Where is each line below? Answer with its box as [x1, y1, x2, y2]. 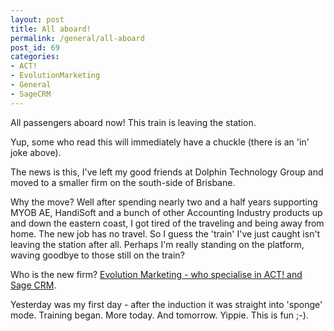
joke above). [10, 146, 62, 158]
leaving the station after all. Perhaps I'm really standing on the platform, [10, 238, 305, 250]
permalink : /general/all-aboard [10, 33, 145, 43]
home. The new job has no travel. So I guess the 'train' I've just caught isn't [10, 227, 321, 240]
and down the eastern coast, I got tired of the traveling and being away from [10, 217, 325, 229]
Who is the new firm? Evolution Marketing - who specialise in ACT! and [10, 268, 303, 280]
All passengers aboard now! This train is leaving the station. [10, 116, 257, 128]
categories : [10, 52, 60, 62]
